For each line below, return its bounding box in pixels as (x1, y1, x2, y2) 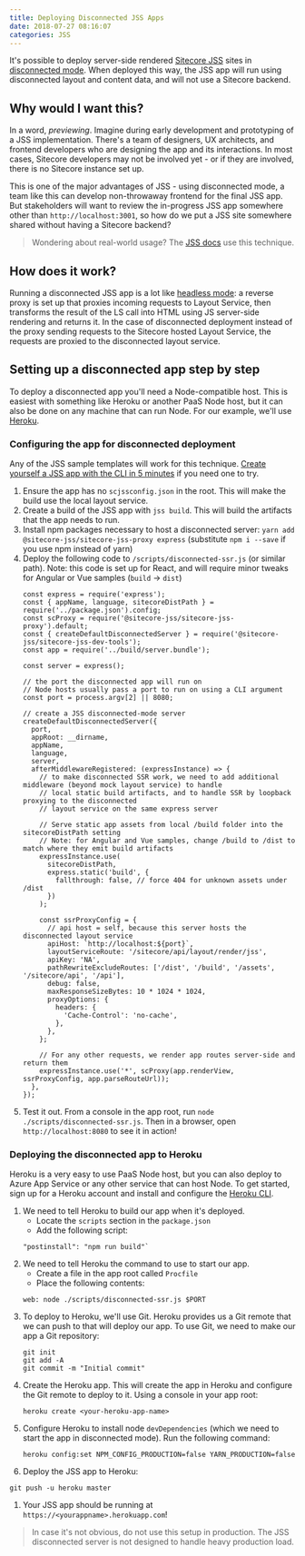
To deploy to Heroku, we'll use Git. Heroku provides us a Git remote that (22, 1311, 292, 1322)
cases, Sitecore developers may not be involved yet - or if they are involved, (9, 153, 295, 164)
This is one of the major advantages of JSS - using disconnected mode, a (9, 181, 285, 192)
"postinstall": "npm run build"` (22, 1243, 150, 1252)
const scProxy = (22, 614, 84, 623)
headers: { (55, 1003, 97, 1012)
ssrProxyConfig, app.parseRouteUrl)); (22, 1075, 170, 1084)
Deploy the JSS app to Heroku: (22, 1466, 139, 1477)
